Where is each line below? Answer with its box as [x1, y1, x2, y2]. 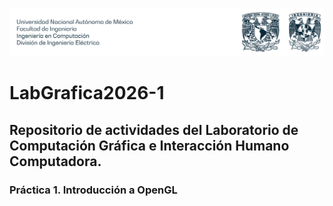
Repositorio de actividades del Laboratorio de [9, 121, 299, 138]
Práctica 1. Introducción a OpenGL [9, 183, 178, 197]
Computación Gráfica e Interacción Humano [9, 137, 290, 154]
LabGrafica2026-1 [9, 82, 165, 105]
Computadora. [9, 153, 102, 170]
